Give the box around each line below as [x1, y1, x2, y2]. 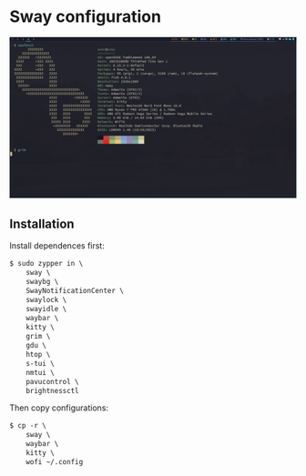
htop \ [25, 350, 51, 360]
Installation [9, 216, 75, 231]
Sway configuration [9, 6, 162, 27]
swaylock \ [25, 296, 67, 305]
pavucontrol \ [25, 378, 79, 387]
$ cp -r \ [9, 421, 47, 430]
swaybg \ [25, 278, 59, 287]
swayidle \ [25, 305, 67, 314]
